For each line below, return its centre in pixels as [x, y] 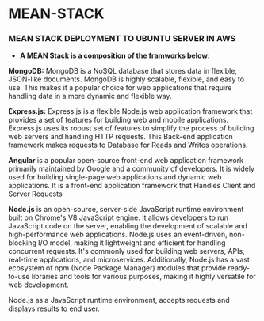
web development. [38, 285]
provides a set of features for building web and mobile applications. [118, 120]
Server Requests [35, 194]
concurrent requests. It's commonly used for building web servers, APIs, [126, 251]
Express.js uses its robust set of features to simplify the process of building [131, 128]
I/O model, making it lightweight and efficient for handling [132, 243]
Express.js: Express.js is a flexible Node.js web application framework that [130, 111]
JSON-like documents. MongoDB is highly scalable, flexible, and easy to [126, 79]
